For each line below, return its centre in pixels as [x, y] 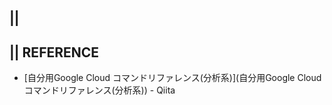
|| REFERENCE [54, 52]
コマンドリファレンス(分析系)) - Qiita [99, 90]
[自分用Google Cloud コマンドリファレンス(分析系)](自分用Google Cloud [172, 78]
